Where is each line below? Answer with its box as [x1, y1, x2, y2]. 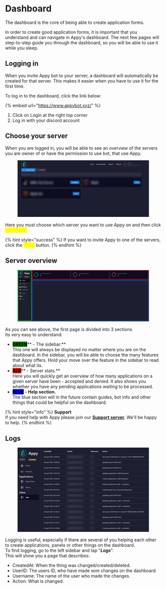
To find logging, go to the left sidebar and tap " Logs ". [5, 548, 114, 554]
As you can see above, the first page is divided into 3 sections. [5, 326, 134, 332]
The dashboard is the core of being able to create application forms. [5, 19, 145, 25]
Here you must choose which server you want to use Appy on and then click [5, 222, 161, 228]
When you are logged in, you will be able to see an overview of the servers [5, 145, 158, 151]
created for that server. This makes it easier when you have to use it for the [5, 78, 159, 84]
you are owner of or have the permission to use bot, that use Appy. [5, 150, 142, 156]
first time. [5, 83, 25, 89]
